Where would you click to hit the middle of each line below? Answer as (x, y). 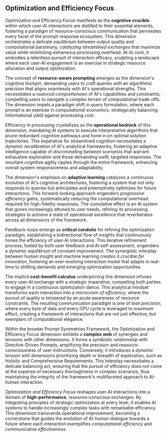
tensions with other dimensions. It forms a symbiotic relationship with (77, 339)
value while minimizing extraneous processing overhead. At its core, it (77, 52)
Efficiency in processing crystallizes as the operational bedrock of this (78, 125)
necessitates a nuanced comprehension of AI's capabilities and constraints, (83, 94)
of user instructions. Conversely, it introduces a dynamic (95, 350)
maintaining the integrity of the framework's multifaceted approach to (77, 377)
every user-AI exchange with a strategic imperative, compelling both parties (83, 282)
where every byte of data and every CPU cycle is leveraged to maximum (80, 308)
